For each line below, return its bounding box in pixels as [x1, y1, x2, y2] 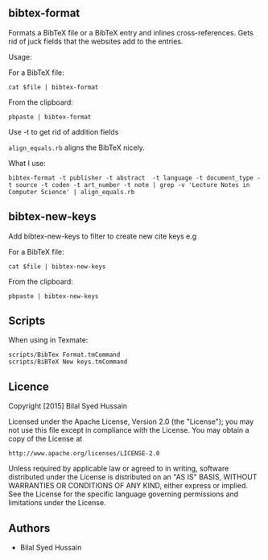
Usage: [8, 52, 32, 61]
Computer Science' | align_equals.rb [8, 188, 135, 196]
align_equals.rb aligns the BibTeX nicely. [8, 143, 145, 152]
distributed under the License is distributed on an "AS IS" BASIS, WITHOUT [8, 472, 258, 482]
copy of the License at [8, 434, 83, 444]
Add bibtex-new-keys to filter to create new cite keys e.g [8, 231, 197, 241]
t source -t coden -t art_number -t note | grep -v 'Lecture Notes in [8, 180, 250, 189]
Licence [8, 380, 50, 393]
